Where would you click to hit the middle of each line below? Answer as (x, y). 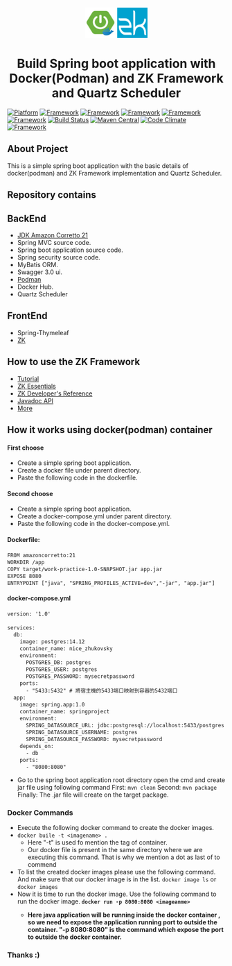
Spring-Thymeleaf (43, 332)
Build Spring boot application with (116, 64)
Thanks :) (24, 955)
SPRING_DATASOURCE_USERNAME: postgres (81, 732)
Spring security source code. (59, 257)
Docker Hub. (35, 287)
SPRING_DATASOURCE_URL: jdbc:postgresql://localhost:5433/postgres (125, 725)
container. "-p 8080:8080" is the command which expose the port (125, 930)
